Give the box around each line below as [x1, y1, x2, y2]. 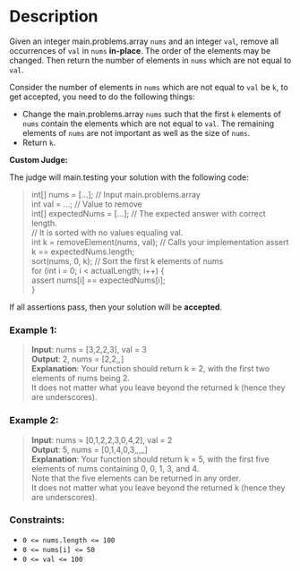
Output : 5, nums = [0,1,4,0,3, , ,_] [30, 444, 148, 455]
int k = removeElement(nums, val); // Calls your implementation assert [30, 236, 289, 247]
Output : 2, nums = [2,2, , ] [30, 354, 124, 364]
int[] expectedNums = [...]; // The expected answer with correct [30, 208, 266, 218]
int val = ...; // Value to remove [30, 199, 143, 209]
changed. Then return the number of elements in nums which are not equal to [9, 55, 292, 65]
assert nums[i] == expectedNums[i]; [30, 275, 166, 285]
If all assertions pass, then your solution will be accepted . [9, 302, 222, 312]
